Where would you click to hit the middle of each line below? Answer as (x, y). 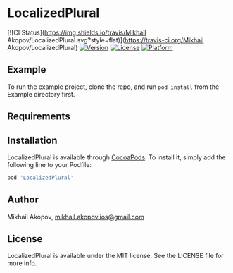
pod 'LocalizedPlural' (40, 178)
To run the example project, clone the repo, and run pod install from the (113, 87)
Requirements (39, 117)
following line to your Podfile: (50, 164)
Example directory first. (41, 94)
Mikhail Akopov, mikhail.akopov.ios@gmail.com (76, 217)
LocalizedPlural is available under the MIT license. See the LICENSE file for (115, 256)
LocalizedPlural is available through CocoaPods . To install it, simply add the (117, 157)
